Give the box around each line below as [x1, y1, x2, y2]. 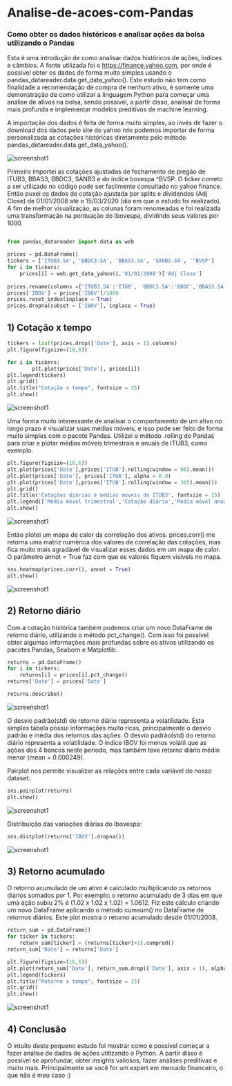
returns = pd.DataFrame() [7, 659, 81, 665]
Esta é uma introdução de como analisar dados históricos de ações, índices [7, 54, 222, 62]
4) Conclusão [7, 1023, 67, 1035]
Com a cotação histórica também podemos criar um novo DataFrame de [7, 623, 213, 632]
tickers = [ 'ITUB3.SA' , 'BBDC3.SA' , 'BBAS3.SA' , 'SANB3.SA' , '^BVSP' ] [7, 257, 215, 264]
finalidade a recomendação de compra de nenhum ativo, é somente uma [7, 83, 214, 91]
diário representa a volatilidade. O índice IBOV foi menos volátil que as [7, 738, 207, 746]
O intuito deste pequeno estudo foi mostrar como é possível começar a [7, 1041, 210, 1049]
